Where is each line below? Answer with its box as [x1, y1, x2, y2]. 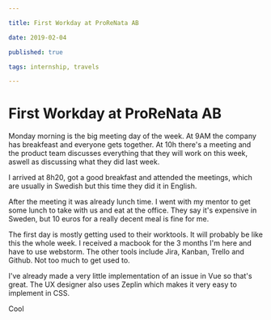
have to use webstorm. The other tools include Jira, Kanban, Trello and [8, 247, 245, 257]
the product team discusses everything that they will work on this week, [8, 149, 248, 158]
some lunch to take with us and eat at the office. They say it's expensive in [8, 205, 257, 215]
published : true [8, 48, 63, 57]
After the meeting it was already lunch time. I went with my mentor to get [8, 197, 251, 207]
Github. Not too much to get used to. [8, 255, 131, 265]
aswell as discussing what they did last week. [8, 157, 160, 166]
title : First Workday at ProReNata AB [8, 19, 139, 27]
